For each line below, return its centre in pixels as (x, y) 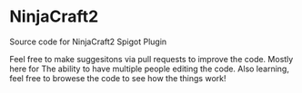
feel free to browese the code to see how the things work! (118, 78)
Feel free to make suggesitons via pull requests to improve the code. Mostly (151, 59)
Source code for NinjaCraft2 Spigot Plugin (88, 42)
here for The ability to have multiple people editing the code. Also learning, (149, 69)
